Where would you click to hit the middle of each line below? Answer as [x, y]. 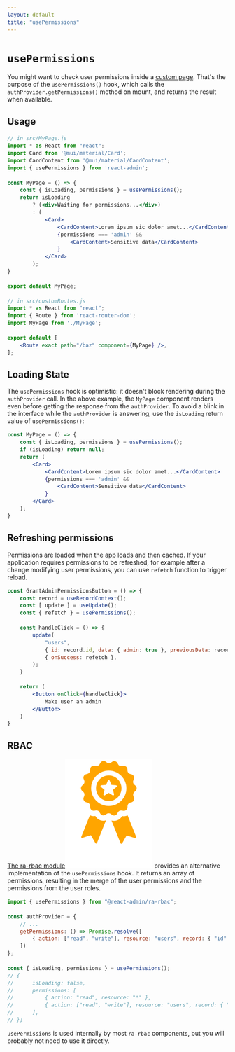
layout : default [31, 15]
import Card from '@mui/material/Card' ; [67, 153]
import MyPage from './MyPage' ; [54, 323]
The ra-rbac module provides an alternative [114, 866]
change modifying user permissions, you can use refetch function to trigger [117, 569]
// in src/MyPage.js [37, 139]
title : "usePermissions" [43, 22]
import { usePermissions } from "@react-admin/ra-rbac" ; [92, 902]
